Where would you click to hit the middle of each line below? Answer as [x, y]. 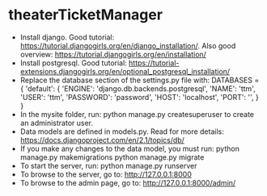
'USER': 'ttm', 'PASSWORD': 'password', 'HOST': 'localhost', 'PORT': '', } [139, 97]
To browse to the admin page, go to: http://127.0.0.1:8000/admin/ [128, 182]
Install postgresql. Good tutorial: [73, 63]
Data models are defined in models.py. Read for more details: [122, 131]
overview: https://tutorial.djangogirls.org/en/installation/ [113, 54]
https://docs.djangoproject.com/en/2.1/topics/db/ [102, 140]
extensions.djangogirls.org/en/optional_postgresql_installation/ [125, 71]
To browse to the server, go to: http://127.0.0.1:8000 [106, 174]
